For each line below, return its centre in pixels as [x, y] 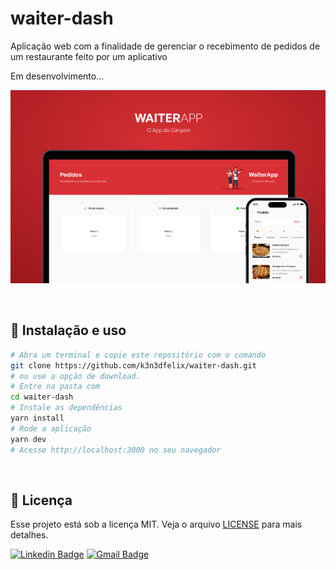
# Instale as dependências [66, 408]
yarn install [37, 418]
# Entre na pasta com [55, 387]
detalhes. [29, 535]
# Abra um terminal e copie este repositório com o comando [138, 355]
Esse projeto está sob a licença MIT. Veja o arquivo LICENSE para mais [156, 524]
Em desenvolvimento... [57, 76]
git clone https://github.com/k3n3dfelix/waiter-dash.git [133, 365]
